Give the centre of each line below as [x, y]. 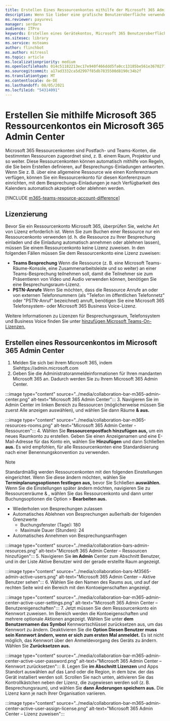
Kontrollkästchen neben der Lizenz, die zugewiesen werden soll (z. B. [78, 682]
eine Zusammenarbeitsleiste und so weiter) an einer [102, 269]
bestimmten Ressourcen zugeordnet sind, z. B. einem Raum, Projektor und [83, 156]
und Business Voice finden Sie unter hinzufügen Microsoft [66, 321]
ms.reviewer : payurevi [29, 19]
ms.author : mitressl [27, 52]
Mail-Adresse [19, 442]
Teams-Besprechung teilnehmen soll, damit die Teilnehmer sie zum [83, 274]
